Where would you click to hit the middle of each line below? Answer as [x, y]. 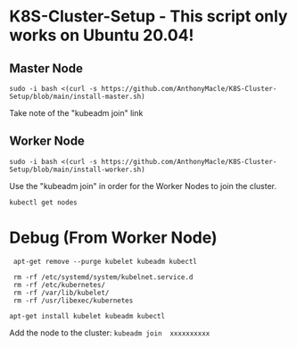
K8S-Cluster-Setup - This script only [148, 17]
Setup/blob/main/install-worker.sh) [77, 169]
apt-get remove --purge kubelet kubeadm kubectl [105, 261]
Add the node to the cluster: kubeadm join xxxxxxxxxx [110, 333]
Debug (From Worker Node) [113, 237]
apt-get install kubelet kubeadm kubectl [87, 316]
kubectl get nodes [43, 202]
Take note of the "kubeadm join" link [76, 113]
